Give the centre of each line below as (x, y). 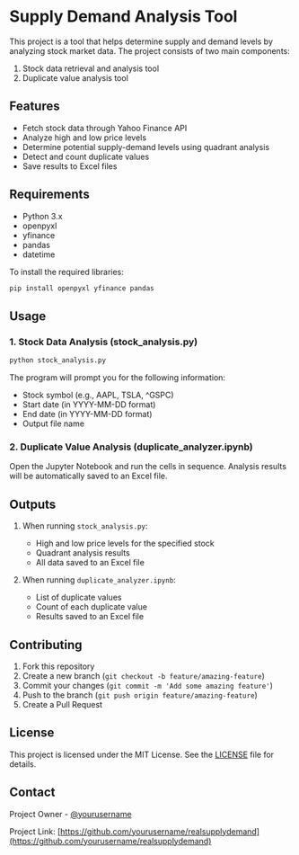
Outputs (33, 504)
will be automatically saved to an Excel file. (88, 476)
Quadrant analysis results (83, 553)
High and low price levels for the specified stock (125, 543)
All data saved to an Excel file (90, 563)
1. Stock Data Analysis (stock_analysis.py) (104, 342)
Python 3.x (42, 216)
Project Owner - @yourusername (70, 814)
